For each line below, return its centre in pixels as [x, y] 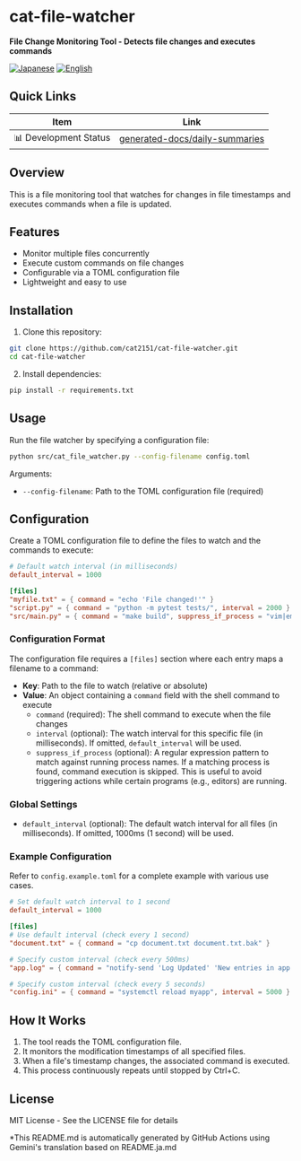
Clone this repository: [62, 332]
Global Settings [43, 804]
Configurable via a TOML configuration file [101, 273]
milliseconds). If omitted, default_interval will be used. [138, 743]
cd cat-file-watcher [48, 357]
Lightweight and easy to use [74, 282]
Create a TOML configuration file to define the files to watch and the [135, 541]
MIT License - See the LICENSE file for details [94, 1120]
